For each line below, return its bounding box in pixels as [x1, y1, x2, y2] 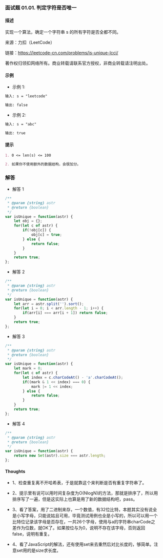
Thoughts [5, 468, 25, 474]
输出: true [5, 130, 26, 135]
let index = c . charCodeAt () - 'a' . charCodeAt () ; [22, 375, 123, 380]
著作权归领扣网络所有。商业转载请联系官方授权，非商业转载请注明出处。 [5, 60, 150, 66]
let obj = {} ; [14, 219, 42, 224]
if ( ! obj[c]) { [22, 228, 51, 233]
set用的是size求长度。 [16, 548, 61, 554]
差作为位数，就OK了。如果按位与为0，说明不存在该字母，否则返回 [12, 525, 145, 531]
